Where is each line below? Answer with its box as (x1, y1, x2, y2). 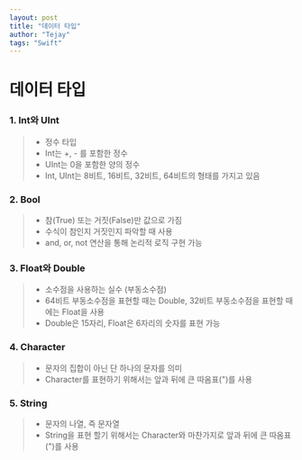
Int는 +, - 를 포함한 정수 (44, 148, 128, 158)
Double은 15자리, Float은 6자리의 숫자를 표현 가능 (44, 318, 221, 329)
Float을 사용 (61, 307, 105, 318)
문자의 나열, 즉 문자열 (44, 418, 120, 428)
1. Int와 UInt (9, 114, 60, 127)
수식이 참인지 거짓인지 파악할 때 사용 (44, 226, 173, 237)
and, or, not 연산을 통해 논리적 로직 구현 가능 (44, 238, 203, 248)
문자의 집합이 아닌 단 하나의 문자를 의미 (44, 362, 183, 374)
